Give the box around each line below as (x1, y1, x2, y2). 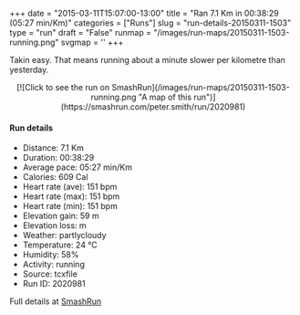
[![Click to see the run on (16, 82, 110, 92)
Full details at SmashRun (9, 296, 102, 307)
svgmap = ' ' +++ (60, 37, 124, 47)
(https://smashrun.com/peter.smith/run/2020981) (60, 101, 246, 112)
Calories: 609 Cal (22, 172, 88, 183)
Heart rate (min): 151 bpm (22, 201, 119, 212)
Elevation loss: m (22, 220, 87, 231)
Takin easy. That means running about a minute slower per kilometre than (9, 55, 285, 65)
